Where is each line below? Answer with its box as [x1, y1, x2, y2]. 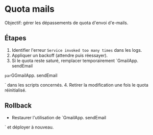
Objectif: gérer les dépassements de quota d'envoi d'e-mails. [4, 20, 128, 26]
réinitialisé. [4, 87, 26, 93]
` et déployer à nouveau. [4, 124, 54, 130]
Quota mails [4, 3, 55, 15]
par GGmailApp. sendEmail [4, 72, 57, 78]
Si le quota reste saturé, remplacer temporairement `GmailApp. [11, 58, 138, 64]
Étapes [4, 34, 26, 42]
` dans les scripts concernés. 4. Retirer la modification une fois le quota [4, 82, 149, 88]
